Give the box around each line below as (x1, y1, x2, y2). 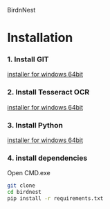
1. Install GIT (7, 54, 49, 64)
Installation (7, 30, 73, 46)
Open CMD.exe (7, 169, 51, 177)
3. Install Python (7, 120, 64, 130)
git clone (7, 182, 36, 189)
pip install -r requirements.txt (7, 195, 104, 202)
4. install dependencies (7, 153, 88, 163)
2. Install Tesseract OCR (7, 88, 90, 97)
